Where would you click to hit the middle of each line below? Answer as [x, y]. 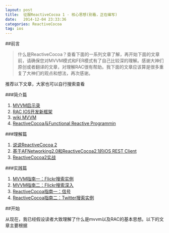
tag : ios [14, 29]
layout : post [19, 10]
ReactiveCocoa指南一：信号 [42, 192]
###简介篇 [16, 95]
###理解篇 [16, 134]
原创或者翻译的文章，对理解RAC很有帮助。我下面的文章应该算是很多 [89, 67]
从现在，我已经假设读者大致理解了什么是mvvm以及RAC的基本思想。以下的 [82, 219]
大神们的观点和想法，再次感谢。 [60, 73]
